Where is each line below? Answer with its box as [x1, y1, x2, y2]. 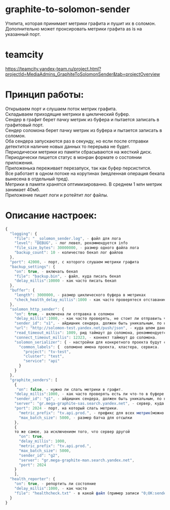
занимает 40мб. [5, 186, 40, 192]
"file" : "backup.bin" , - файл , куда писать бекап [14, 274, 121, 279]
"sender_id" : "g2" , [18, 453, 60, 458]
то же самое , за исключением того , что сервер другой [14, 429, 130, 434]
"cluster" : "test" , [23, 354, 65, 359]
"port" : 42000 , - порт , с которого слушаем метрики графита [10, 259, 139, 264]
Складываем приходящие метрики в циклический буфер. [5, 111, 130, 117]
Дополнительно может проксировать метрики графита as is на [5, 25, 142, 31]
